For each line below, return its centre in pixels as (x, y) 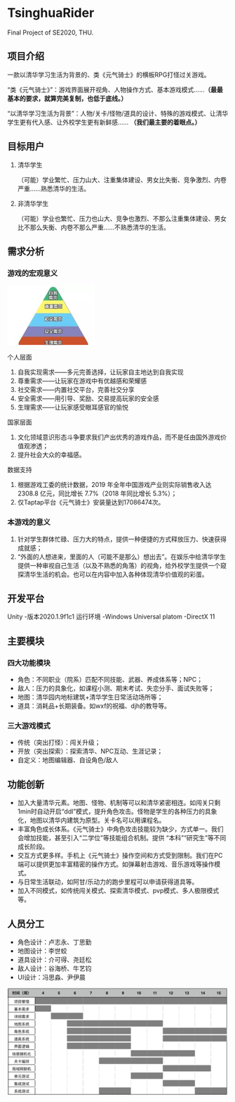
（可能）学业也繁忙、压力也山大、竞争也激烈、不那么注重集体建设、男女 (122, 218)
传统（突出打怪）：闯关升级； (59, 742)
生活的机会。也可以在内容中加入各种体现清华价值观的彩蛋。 (122, 574)
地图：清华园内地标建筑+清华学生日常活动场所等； (90, 697)
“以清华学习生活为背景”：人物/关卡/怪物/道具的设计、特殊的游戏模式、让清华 (118, 113)
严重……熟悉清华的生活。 (53, 189)
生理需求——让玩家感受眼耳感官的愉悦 (73, 407)
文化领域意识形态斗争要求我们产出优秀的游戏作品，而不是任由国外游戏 (119, 437)
